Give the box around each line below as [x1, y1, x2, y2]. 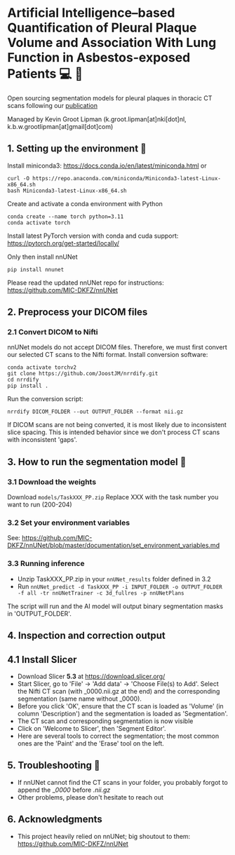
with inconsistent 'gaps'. [7, 436, 78, 444]
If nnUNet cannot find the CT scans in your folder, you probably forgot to [17, 778, 228, 786]
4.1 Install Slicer [7, 654, 77, 666]
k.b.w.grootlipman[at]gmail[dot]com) [7, 122, 114, 130]
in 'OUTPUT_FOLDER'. [7, 609, 72, 618]
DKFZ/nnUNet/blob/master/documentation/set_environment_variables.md [7, 541, 220, 550]
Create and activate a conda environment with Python [7, 199, 163, 208]
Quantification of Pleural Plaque [7, 20, 197, 36]
